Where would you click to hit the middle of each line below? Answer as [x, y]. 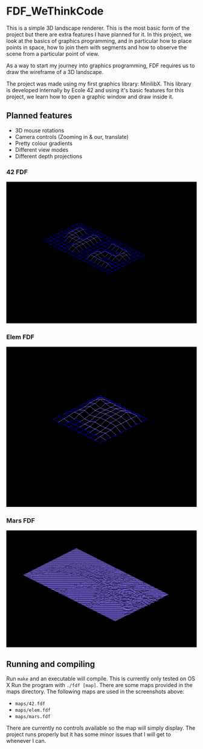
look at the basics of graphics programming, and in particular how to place [99, 41]
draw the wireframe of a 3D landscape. [55, 72]
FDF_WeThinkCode [55, 11]
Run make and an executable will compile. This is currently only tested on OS [101, 679]
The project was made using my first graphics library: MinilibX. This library [99, 84]
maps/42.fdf [30, 704]
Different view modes [42, 149]
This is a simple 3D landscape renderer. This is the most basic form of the [98, 28]
